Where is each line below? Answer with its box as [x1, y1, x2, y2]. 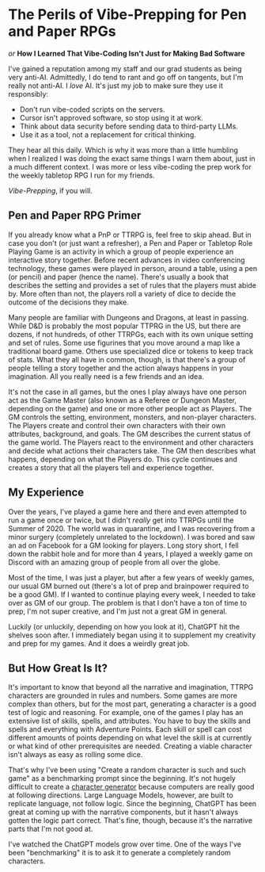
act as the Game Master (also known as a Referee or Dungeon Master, [8, 395, 237, 405]
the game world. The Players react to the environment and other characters [8, 438, 255, 447]
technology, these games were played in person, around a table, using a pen [8, 263, 258, 273]
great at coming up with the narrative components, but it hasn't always [8, 807, 239, 817]
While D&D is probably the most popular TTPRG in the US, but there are [8, 321, 241, 331]
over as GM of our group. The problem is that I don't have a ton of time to [8, 598, 248, 607]
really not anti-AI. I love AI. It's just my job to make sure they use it [8, 81, 223, 90]
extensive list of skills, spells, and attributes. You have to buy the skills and [8, 716, 251, 726]
